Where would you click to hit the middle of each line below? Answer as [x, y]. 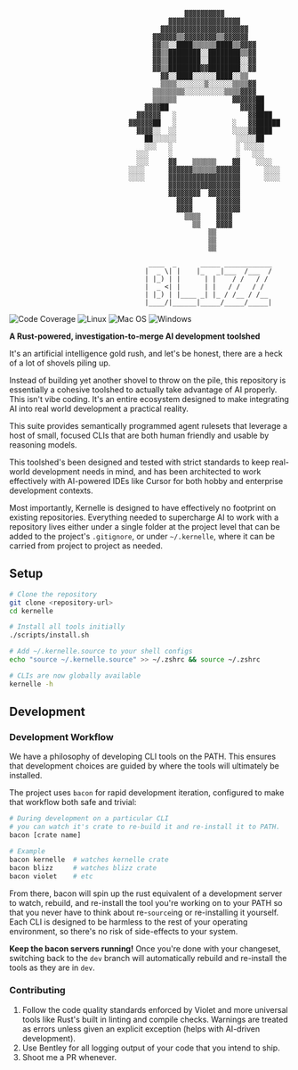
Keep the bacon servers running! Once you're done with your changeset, [145, 948]
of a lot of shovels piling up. [60, 363]
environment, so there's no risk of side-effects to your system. [124, 931]
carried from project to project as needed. [86, 546]
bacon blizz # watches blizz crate [83, 868]
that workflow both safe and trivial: [73, 802]
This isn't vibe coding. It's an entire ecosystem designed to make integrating [149, 399]
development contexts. [51, 490]
